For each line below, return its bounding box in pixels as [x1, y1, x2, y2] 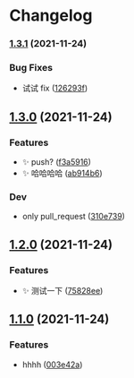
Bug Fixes [9, 62, 54, 74]
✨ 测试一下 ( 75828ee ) [21, 286, 104, 296]
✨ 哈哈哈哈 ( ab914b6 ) [21, 168, 103, 179]
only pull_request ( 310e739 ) [21, 211, 125, 222]
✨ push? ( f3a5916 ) [21, 157, 92, 168]
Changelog [9, 5, 93, 26]
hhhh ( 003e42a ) [21, 359, 83, 370]
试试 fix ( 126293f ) [21, 82, 88, 94]
